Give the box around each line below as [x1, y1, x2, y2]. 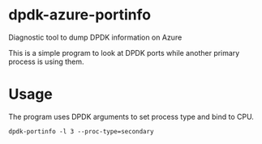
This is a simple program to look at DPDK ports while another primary [8, 48, 240, 57]
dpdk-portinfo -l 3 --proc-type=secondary [8, 127, 154, 135]
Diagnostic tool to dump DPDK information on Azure [8, 32, 183, 42]
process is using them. [8, 57, 84, 66]
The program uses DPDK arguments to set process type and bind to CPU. [8, 112, 254, 121]
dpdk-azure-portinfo [8, 6, 152, 24]
